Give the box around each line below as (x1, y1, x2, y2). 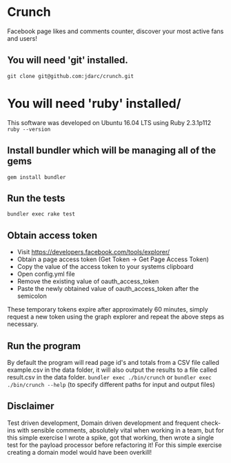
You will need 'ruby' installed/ (7, 95, 181, 111)
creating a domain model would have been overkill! (7, 448, 152, 456)
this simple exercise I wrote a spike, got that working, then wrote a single (7, 433, 214, 442)
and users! (7, 34, 38, 42)
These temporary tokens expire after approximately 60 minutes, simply (7, 305, 208, 314)
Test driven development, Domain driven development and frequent (7, 419, 200, 427)
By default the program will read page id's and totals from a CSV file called (7, 358, 219, 366)
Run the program (7, 340, 81, 352)
